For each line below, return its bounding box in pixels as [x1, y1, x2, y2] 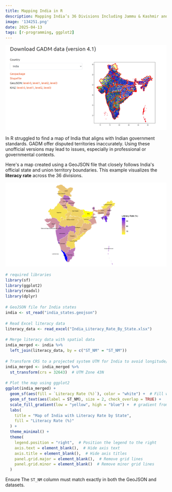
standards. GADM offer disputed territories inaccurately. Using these [5, 141, 150, 147]
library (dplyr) [5, 294, 38, 299]
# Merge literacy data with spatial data [5, 337, 95, 343]
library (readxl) [5, 288, 40, 294]
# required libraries [5, 272, 52, 277]
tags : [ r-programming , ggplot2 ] [5, 30, 74, 35]
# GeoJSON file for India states [5, 305, 77, 310]
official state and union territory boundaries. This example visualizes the [5, 167, 158, 173]
